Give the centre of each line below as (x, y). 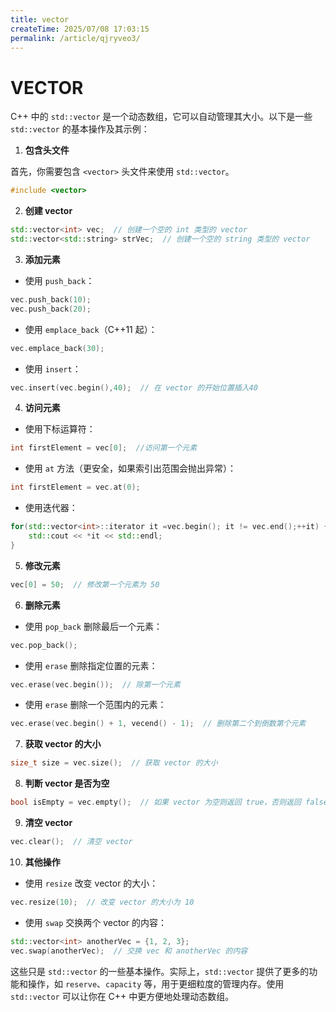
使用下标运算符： (60, 429)
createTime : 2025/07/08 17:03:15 (80, 29)
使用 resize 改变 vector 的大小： (91, 883)
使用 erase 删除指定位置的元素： (91, 665)
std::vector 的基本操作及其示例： (80, 129)
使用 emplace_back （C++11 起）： (91, 329)
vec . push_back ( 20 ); (51, 309)
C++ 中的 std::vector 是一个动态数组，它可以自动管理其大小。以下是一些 (161, 117)
